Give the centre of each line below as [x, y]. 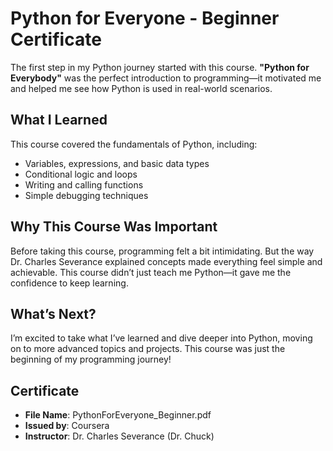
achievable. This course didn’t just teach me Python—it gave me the [151, 272]
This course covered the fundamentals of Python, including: [134, 144]
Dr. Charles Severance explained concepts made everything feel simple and [166, 261]
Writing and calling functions [84, 184]
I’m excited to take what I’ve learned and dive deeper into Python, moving [161, 338]
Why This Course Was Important [114, 227]
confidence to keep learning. [69, 283]
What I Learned [59, 120]
